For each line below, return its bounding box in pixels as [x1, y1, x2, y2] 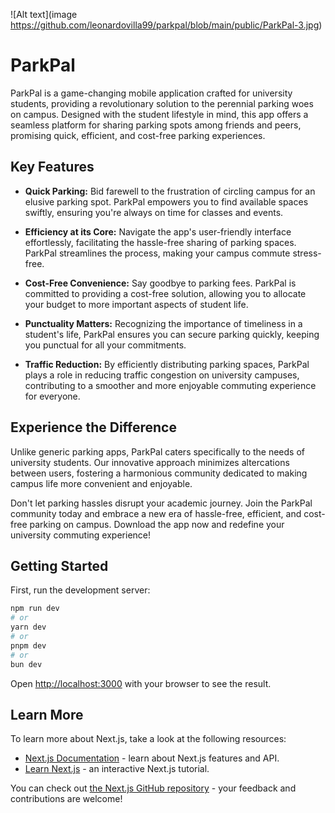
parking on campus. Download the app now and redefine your [29, 518, 285, 530]
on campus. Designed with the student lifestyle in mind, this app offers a [10, 108, 309, 120]
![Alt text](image [10, 9, 78, 20]
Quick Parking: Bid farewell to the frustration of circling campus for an [24, 185, 316, 197]
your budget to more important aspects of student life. [24, 298, 249, 310]
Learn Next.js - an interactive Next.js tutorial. [24, 763, 210, 775]
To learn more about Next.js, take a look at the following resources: [10, 733, 287, 745]
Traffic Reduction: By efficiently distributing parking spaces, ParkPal [24, 358, 310, 370]
